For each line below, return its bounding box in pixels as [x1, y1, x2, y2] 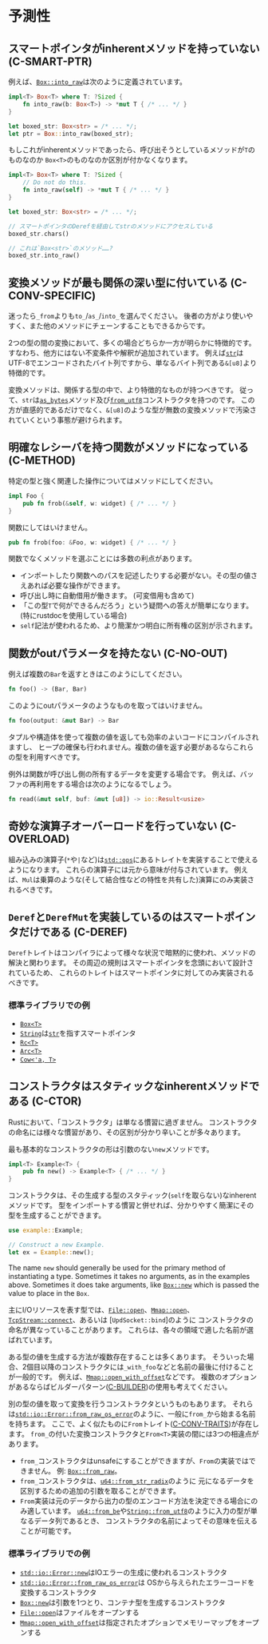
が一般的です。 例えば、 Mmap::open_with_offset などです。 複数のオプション [8, 1372, 258, 1381]
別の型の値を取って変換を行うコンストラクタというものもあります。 [8, 1398, 231, 1409]
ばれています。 [8, 1334, 57, 1345]
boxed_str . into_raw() [8, 251, 81, 260]
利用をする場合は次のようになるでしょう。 [35, 779, 176, 788]
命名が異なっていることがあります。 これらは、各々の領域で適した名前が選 [8, 1325, 254, 1334]
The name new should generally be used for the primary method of [8, 1262, 226, 1273]
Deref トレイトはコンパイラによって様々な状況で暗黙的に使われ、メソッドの [8, 948, 257, 957]
